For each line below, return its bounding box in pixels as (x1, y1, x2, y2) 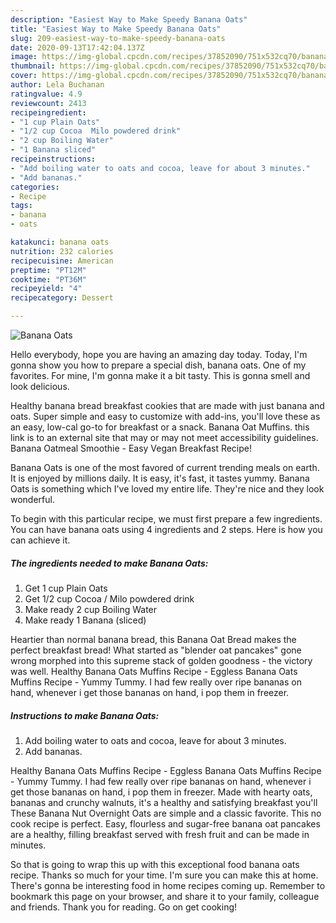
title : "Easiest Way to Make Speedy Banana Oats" (10, 24, 222, 34)
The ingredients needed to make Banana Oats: (10, 557, 209, 569)
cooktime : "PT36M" (10, 274, 87, 285)
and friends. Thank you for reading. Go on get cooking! (10, 901, 238, 913)
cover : (10, 71, 38, 81)
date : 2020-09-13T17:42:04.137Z (10, 42, 145, 53)
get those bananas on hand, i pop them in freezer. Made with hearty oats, (10, 786, 313, 798)
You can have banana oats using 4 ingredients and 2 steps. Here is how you (10, 524, 323, 535)
